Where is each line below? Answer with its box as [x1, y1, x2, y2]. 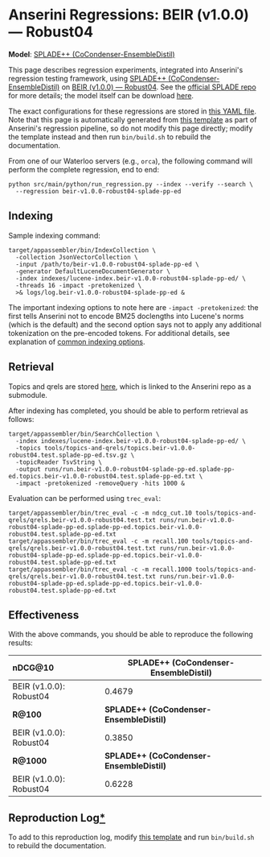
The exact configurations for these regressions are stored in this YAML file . [8, 106, 257, 116]
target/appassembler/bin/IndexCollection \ [8, 246, 157, 255]
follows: [8, 414, 35, 424]
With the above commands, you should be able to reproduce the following [8, 630, 253, 640]
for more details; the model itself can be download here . [8, 90, 194, 100]
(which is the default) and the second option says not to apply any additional [8, 320, 262, 329]
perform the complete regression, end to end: [8, 164, 159, 174]
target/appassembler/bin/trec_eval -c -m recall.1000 [8, 565, 193, 573]
